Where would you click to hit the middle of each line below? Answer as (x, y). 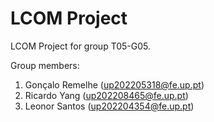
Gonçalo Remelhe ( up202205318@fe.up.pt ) (114, 84)
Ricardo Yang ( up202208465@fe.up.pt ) (106, 95)
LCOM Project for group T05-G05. (81, 46)
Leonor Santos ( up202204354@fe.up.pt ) (109, 106)
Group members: (45, 65)
